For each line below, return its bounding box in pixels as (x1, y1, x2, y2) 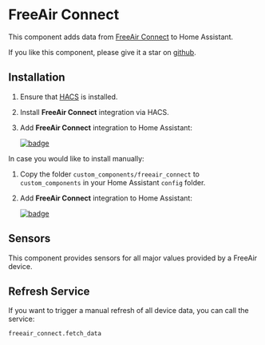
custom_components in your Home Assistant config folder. (19, 177, 206, 187)
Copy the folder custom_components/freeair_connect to (19, 169, 200, 179)
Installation (8, 70, 65, 85)
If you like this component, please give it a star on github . (8, 47, 197, 57)
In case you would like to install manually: (8, 153, 145, 163)
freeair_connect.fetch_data (8, 330, 102, 338)
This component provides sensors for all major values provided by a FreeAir (8, 253, 258, 263)
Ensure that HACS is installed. (19, 92, 118, 101)
